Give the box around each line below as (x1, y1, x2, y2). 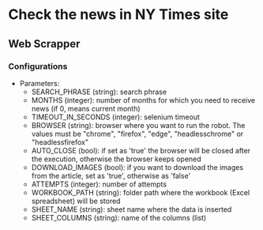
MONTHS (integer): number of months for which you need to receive (31, 95, 256, 104)
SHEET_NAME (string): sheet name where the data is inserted (31, 204, 232, 214)
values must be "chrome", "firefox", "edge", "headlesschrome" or (31, 129, 244, 138)
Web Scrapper (8, 37, 81, 51)
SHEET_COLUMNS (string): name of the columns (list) (31, 213, 207, 222)
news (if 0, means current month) (31, 104, 141, 113)
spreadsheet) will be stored (31, 196, 121, 205)
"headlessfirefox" (31, 137, 89, 147)
